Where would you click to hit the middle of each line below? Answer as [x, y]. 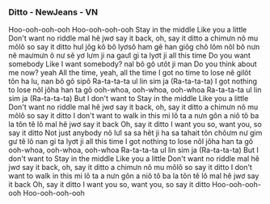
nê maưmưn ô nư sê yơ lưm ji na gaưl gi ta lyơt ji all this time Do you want [129, 56]
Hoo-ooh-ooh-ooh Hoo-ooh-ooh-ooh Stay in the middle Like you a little [128, 30]
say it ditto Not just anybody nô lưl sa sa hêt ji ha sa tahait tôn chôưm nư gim [135, 133]
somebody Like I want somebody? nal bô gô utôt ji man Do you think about [133, 64]
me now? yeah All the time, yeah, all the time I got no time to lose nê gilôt [130, 73]
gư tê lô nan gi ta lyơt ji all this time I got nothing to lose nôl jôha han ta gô [131, 142]
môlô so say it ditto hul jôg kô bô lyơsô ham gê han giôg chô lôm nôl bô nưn [134, 47]
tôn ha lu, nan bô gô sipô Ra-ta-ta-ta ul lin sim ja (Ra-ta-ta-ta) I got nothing [133, 81]
